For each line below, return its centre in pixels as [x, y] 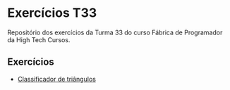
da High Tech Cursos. [39, 39]
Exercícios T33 [52, 13]
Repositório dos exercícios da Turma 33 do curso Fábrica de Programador [115, 32]
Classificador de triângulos [57, 79]
